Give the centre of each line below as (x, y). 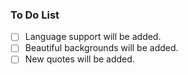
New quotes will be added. (79, 59)
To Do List (35, 15)
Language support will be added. (93, 37)
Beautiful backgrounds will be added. (101, 48)
